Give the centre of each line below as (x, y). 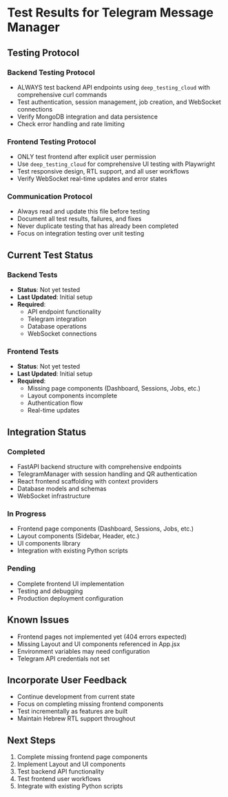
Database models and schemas (62, 489)
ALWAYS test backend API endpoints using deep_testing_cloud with (113, 87)
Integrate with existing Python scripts (70, 786)
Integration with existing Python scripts (73, 551)
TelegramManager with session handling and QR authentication (107, 474)
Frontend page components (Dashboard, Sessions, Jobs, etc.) (105, 529)
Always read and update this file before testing (83, 211)
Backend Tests (32, 275)
